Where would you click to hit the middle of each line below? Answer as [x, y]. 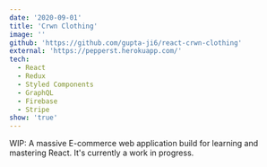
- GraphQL [35, 92]
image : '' [28, 34]
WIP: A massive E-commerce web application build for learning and [134, 144]
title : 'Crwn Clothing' [54, 26]
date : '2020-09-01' [46, 18]
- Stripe [34, 110]
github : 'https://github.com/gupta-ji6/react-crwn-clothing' [126, 43]
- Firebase [38, 101]
